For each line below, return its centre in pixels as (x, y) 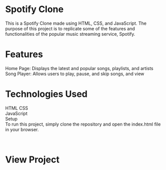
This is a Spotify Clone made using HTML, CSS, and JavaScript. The (76, 23)
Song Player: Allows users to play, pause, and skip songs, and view (75, 74)
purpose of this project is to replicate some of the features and (70, 28)
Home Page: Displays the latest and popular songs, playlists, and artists (79, 68)
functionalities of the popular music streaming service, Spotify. (70, 34)
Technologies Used (47, 94)
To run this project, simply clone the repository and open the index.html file (83, 124)
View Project (32, 159)
